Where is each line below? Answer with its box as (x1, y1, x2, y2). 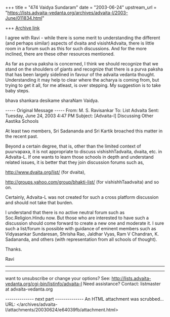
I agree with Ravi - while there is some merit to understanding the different (5, 35, 160, 41)
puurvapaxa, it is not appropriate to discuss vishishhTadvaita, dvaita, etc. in (5, 149, 162, 154)
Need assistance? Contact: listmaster (83, 281, 161, 287)
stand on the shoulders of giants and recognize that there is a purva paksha (5, 66, 163, 72)
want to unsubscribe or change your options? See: (5, 275, 111, 281)
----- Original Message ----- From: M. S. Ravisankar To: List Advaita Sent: (5, 108, 159, 113)
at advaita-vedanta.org (5, 286, 53, 292)
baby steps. (5, 88, 30, 93)
